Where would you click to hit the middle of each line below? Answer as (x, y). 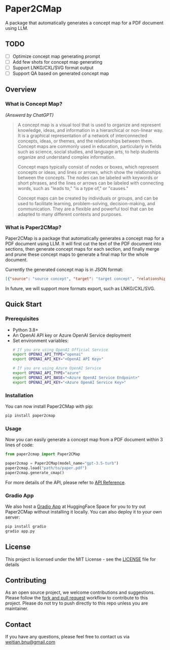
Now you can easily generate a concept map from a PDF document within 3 (84, 440)
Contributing (26, 580)
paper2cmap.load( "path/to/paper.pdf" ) (46, 468)
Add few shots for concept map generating (57, 62)
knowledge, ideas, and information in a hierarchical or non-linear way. (90, 130)
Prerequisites (22, 319)
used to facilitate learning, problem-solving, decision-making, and (86, 203)
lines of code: (19, 445)
